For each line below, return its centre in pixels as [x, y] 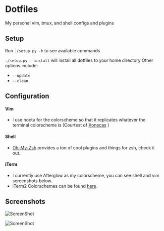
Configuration [27, 96]
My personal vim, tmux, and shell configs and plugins [59, 23]
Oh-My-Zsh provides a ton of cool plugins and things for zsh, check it [83, 147]
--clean [20, 81]
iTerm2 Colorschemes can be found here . [55, 186]
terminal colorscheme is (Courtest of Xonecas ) [61, 125]
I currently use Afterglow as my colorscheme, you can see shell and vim [86, 175]
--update [21, 76]
